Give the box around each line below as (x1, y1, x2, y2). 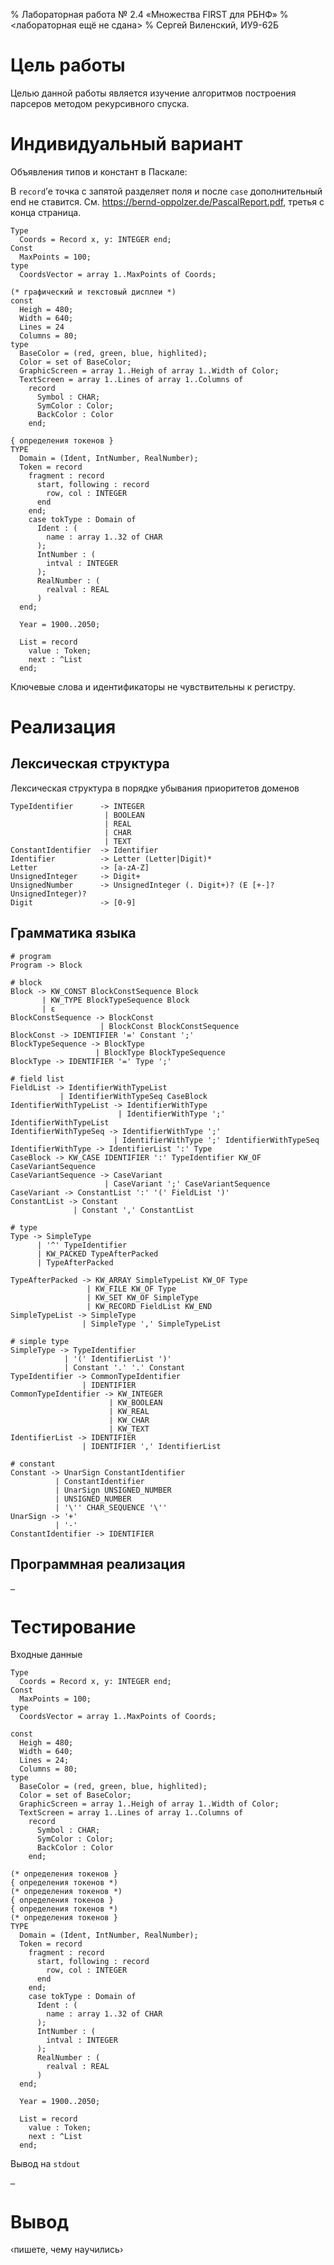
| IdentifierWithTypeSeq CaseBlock (59, 1091, 208, 1101)
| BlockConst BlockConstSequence (99, 1021, 240, 1031)
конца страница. (10, 206, 82, 218)
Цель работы (10, 54, 126, 77)
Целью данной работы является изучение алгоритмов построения (10, 87, 297, 99)
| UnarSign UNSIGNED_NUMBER (54, 1485, 172, 1495)
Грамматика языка (10, 925, 137, 942)
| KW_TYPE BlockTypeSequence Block (41, 995, 190, 1005)
